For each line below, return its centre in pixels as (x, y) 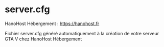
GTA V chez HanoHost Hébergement (43, 39)
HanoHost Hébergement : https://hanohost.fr (52, 24)
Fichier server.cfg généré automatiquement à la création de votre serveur (82, 33)
